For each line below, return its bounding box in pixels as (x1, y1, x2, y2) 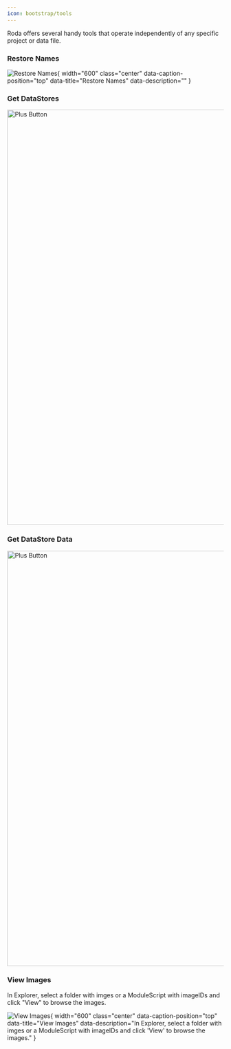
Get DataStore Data (7, 535, 74, 544)
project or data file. (7, 36, 61, 45)
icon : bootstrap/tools (7, 10, 72, 17)
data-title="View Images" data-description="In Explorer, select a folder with (7, 1019, 222, 1027)
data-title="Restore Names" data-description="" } (49, 77, 191, 85)
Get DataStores (7, 94, 60, 103)
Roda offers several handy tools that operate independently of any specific (7, 29, 219, 37)
